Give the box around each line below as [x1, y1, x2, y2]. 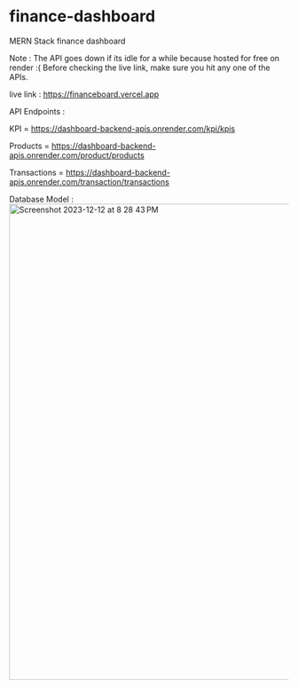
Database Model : [9, 194, 74, 204]
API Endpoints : [9, 106, 65, 116]
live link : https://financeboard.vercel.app [9, 89, 160, 99]
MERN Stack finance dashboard [9, 36, 126, 46]
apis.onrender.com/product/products [9, 149, 145, 161]
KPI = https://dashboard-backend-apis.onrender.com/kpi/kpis [9, 123, 236, 134]
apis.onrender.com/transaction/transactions [9, 176, 170, 187]
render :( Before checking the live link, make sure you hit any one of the [9, 62, 271, 73]
